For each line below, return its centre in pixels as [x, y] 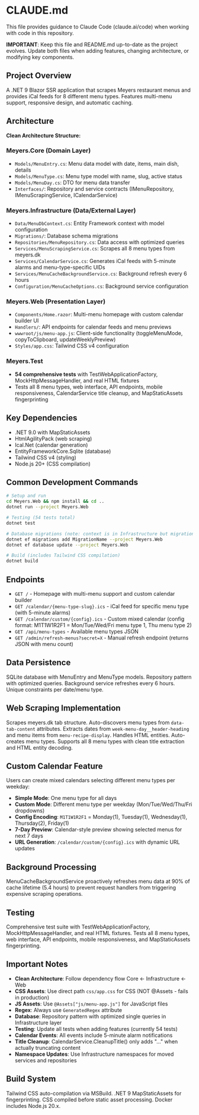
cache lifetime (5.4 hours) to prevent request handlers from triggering [91, 888]
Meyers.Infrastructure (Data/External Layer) [71, 210]
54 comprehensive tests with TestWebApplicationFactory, [86, 374]
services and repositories [46, 1060]
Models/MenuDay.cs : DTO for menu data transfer [72, 182]
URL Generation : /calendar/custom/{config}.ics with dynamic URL [97, 842]
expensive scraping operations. [44, 894]
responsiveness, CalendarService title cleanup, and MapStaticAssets [99, 393]
